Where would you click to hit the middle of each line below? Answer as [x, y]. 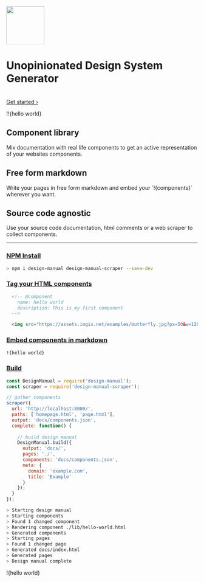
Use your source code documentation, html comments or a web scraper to [100, 228]
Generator [32, 79]
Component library [43, 133]
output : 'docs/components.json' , [54, 420]
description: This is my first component [70, 308]
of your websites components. [44, 154]
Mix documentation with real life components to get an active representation [102, 147]
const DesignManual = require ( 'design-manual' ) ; [69, 381]
